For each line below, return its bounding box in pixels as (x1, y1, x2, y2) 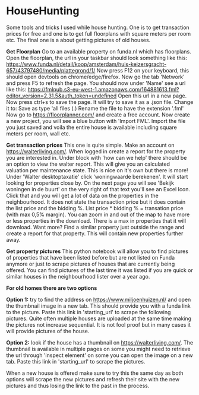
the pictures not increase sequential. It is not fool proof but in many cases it (6, 321, 191, 328)
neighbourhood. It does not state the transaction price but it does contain (6, 198, 186, 206)
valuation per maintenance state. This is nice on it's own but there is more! (6, 166, 188, 173)
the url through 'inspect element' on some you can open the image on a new (6, 352, 193, 359)
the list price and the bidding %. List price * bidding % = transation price (6, 204, 184, 211)
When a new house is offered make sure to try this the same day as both (6, 369, 184, 377)
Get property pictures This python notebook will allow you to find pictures (6, 248, 189, 255)
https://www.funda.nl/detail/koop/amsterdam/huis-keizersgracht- (6, 61, 167, 68)
